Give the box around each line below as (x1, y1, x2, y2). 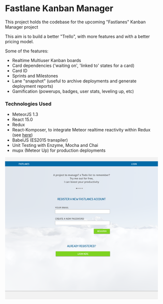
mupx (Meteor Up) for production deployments (12, 147, 106, 153)
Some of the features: (5, 48, 49, 54)
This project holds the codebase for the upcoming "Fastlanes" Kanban (5, 19, 146, 25)
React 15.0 (12, 117, 33, 123)
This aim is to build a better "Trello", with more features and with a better (5, 33, 150, 39)
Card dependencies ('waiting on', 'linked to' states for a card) (12, 63, 135, 68)
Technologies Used (5, 100, 52, 107)
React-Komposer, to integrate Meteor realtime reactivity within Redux (12, 127, 151, 133)
